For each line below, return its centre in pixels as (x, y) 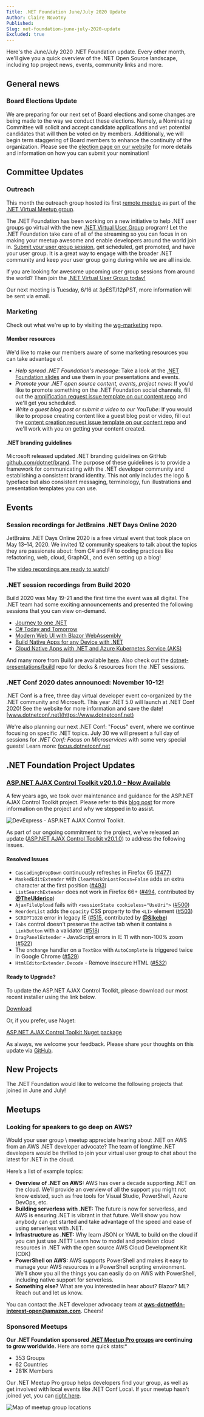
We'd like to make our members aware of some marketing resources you (97, 352)
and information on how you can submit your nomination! (78, 153)
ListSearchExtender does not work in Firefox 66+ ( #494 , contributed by (104, 892)
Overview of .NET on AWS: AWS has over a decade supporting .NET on (105, 1183)
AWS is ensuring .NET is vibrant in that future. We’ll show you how (98, 1215)
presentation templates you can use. (52, 488)
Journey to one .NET (41, 623)
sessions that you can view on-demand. (56, 611)
